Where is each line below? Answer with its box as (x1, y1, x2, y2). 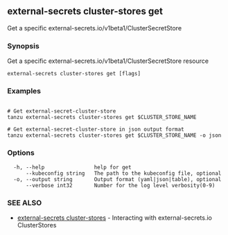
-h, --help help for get (13, 164, 132, 171)
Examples (7, 86, 42, 96)
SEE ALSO (7, 198, 42, 207)
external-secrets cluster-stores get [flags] (7, 70, 141, 77)
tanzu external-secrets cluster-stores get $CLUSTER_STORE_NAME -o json (7, 132, 222, 139)
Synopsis (7, 41, 40, 50)
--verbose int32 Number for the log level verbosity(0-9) (25, 182, 216, 189)
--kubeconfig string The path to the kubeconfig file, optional (25, 169, 222, 177)
